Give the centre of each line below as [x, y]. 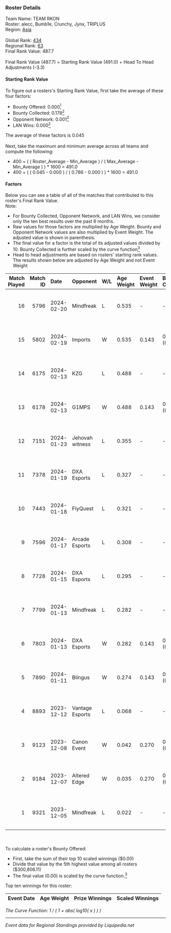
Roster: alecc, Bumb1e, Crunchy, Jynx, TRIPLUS [55, 24]
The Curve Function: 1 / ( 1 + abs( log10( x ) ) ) [53, 910]
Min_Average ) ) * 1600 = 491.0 [45, 167]
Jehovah [82, 437]
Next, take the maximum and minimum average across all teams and [77, 146]
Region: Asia [18, 30]
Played [16, 284]
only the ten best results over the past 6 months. [63, 221]
